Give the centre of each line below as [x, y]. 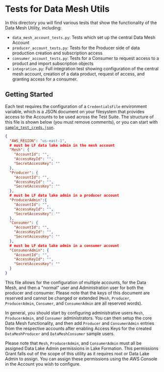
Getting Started [29, 94]
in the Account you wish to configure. [43, 364]
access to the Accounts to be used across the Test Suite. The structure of [80, 117]
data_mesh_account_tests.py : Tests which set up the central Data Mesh [84, 37]
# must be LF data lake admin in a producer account [64, 196]
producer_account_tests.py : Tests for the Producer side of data [76, 48]
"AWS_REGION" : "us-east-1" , [38, 141]
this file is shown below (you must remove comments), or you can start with [82, 122]
